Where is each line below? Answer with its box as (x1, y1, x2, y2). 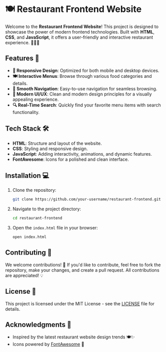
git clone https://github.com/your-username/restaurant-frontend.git (12, 197, 161, 202)
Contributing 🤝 (5, 249, 52, 257)
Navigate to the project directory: (12, 206, 81, 212)
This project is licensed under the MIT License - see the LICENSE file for (5, 300, 154, 306)
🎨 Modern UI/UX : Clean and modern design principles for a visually (12, 91, 152, 97)
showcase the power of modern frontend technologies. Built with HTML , (5, 29, 154, 35)
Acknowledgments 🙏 (5, 320, 72, 329)
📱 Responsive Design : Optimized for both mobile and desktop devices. (12, 67, 159, 73)
